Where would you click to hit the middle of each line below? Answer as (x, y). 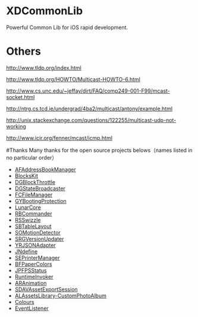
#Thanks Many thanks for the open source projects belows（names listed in (99, 150)
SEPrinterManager (37, 258)
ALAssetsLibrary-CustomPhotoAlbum (61, 296)
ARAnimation (31, 283)
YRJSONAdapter (35, 245)
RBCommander (33, 213)
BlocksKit (26, 176)
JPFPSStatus (31, 270)
